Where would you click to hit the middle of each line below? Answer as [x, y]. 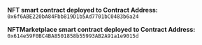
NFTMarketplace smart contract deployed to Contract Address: [101, 29]
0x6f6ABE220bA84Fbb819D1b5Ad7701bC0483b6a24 [73, 17]
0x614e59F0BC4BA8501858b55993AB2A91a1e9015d [73, 36]
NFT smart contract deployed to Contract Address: [83, 10]
